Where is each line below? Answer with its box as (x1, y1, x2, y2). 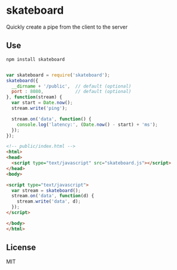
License (6, 243, 36, 253)
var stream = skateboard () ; (11, 187, 81, 194)
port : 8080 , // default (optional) (11, 89, 132, 95)
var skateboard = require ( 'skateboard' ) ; (6, 72, 110, 78)
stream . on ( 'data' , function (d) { (11, 193, 94, 199)
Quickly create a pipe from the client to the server (6, 23, 128, 30)
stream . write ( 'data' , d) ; (17, 198, 81, 204)
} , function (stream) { (6, 94, 62, 100)
